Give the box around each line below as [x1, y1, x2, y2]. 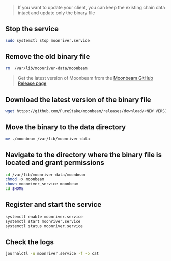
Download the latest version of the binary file [5, 95, 151, 104]
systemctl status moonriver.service [5, 223, 83, 229]
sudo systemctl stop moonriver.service [5, 38, 90, 43]
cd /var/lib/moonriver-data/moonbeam [5, 172, 85, 177]
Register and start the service [5, 200, 102, 209]
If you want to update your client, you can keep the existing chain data [17, 5, 165, 10]
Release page [17, 80, 47, 86]
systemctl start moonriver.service [5, 219, 81, 224]
